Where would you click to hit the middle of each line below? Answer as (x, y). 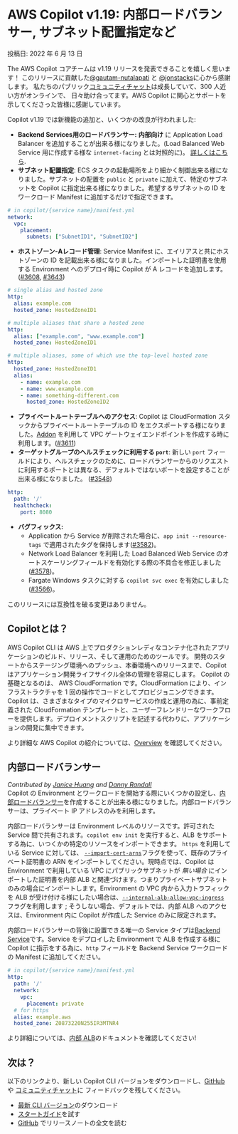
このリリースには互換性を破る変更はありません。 (79, 604)
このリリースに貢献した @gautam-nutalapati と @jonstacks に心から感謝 (126, 77)
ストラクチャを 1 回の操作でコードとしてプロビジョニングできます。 (119, 692)
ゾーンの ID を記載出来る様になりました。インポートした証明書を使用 (125, 260)
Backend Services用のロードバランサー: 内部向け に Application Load (120, 134)
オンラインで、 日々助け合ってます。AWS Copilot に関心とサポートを (126, 95)
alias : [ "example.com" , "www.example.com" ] (79, 336)
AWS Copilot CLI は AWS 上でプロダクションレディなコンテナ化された (109, 647)
